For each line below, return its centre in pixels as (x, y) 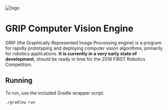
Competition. (19, 64)
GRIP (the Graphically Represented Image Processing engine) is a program (83, 42)
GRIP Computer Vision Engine (69, 29)
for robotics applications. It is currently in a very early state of (71, 53)
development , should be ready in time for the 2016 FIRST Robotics (75, 59)
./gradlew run (20, 102)
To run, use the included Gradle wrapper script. (55, 93)
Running (19, 81)
